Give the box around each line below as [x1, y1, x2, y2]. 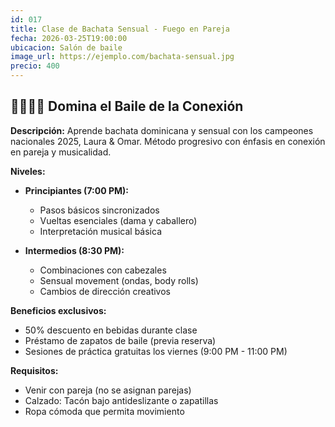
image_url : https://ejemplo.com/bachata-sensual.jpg [10, 52, 235, 62]
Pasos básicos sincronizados [39, 204, 160, 216]
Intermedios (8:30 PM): [24, 244, 125, 256]
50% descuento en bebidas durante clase [24, 324, 198, 336]
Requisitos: [10, 364, 59, 376]
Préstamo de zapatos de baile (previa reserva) [24, 334, 217, 346]
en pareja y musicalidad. [10, 146, 112, 158]
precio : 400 [10, 61, 60, 71]
